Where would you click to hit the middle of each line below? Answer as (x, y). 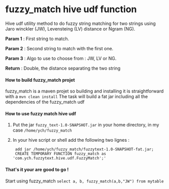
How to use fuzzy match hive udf (41, 113)
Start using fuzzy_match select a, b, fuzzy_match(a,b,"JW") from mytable (84, 181)
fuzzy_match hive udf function (71, 9)
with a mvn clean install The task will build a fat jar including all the (77, 97)
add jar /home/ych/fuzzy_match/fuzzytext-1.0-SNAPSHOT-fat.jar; (84, 149)
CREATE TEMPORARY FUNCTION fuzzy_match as (61, 154)
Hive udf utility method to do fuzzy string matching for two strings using (80, 23)
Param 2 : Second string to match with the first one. (59, 48)
